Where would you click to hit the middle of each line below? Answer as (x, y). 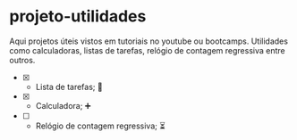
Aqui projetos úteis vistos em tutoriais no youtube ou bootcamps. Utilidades (149, 41)
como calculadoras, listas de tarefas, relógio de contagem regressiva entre (147, 50)
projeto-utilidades (78, 16)
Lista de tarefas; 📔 (69, 86)
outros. (22, 60)
